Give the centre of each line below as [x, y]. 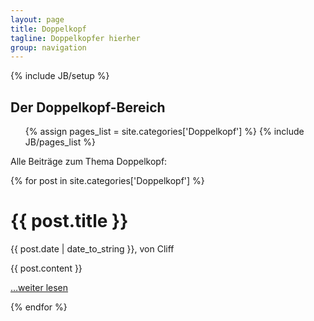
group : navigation [48, 47]
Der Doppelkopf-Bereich [88, 107]
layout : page [37, 19]
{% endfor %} [39, 307]
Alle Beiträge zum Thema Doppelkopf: [89, 162]
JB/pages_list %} [60, 142]
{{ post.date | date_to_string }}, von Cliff [92, 249]
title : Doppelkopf [48, 29]
